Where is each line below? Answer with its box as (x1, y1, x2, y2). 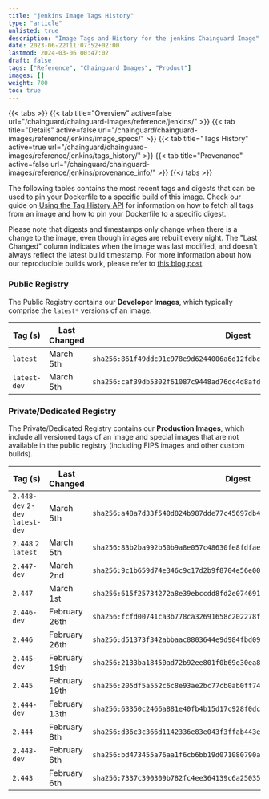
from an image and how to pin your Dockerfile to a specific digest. (8, 209, 227, 219)
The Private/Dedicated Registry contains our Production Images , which (8, 423, 245, 433)
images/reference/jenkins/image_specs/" (8, 134, 144, 144)
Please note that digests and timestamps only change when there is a (8, 225, 238, 234)
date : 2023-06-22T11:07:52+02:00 (8, 42, 120, 50)
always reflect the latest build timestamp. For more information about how (8, 250, 252, 260)
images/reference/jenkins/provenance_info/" (8, 168, 156, 177)
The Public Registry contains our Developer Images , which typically (8, 297, 234, 306)
